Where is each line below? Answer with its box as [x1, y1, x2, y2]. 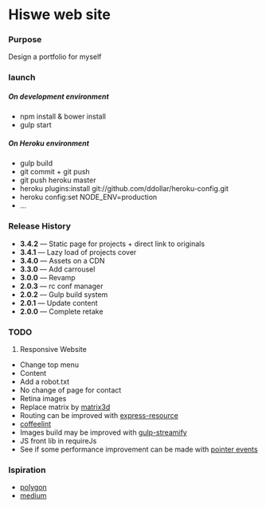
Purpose [8, 34, 42, 45]
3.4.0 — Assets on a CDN [19, 256, 105, 265]
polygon [19, 483, 48, 492]
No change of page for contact [19, 385, 122, 395]
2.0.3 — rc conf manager [19, 281, 104, 291]
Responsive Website [19, 344, 88, 354]
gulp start [19, 120, 52, 130]
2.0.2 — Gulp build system [19, 289, 108, 299]
